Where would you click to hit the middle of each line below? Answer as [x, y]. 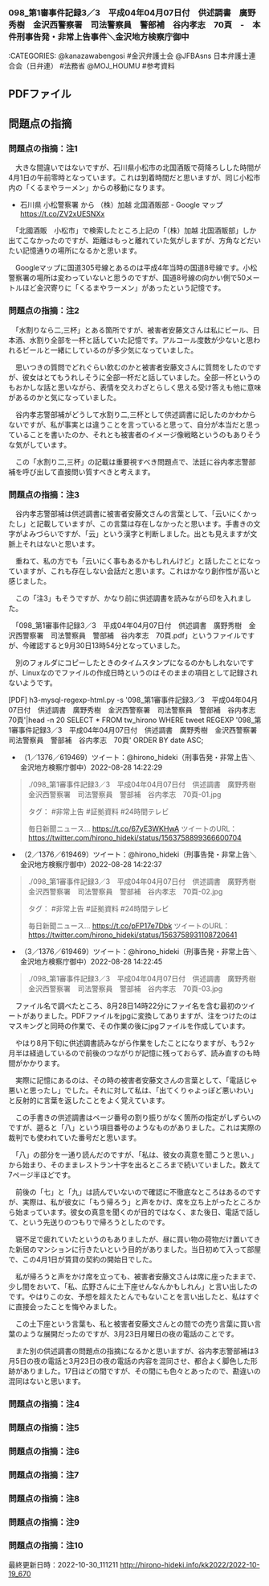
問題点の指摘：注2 [44, 311]
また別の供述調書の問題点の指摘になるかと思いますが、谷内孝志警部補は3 [137, 1351]
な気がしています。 [40, 444]
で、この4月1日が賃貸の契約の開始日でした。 [82, 1259]
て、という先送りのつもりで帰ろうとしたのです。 [89, 1222]
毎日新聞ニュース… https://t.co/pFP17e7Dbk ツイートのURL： [129, 925]
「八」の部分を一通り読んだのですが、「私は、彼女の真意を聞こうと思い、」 [137, 1154]
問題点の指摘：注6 [44, 1451]
